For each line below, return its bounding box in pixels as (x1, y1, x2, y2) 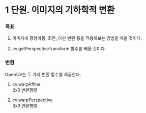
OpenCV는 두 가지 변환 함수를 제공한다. (5, 71, 81, 77)
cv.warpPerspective (12, 97, 53, 103)
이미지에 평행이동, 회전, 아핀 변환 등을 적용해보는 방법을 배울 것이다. (12, 35, 142, 41)
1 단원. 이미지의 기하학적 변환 (5, 4, 115, 16)
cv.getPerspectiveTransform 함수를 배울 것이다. (12, 46, 107, 52)
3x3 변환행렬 (12, 103, 38, 109)
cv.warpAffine (12, 81, 41, 87)
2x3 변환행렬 (12, 87, 38, 93)
